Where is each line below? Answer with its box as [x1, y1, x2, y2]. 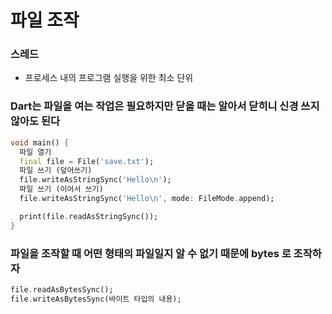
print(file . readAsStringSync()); [19, 211, 159, 221]
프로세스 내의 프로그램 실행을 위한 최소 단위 [24, 72, 194, 84]
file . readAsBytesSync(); [10, 284, 114, 295]
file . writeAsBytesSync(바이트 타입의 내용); [10, 294, 182, 304]
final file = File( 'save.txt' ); [19, 156, 155, 166]
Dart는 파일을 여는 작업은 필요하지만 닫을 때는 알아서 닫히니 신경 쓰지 [10, 99, 320, 113]
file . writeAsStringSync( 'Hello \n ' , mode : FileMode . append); [19, 194, 275, 204]
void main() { [10, 137, 70, 148]
